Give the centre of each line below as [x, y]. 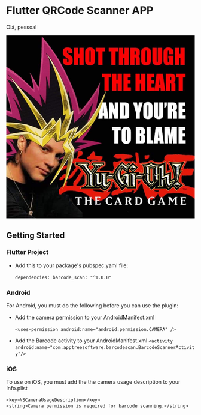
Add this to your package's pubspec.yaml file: [71, 265]
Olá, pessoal [22, 27]
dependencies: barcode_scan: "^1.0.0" [63, 277]
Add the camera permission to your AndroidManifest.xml [85, 317]
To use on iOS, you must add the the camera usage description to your [93, 382]
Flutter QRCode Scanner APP [80, 11]
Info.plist [17, 389]
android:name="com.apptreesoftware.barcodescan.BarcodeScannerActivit [105, 348]
